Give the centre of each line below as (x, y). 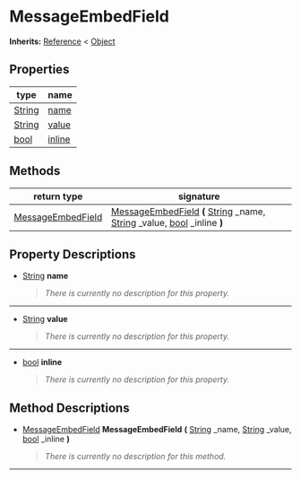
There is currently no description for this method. (135, 457)
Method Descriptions (69, 408)
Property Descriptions (73, 254)
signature (199, 196)
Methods (35, 171)
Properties (39, 70)
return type (58, 196)
